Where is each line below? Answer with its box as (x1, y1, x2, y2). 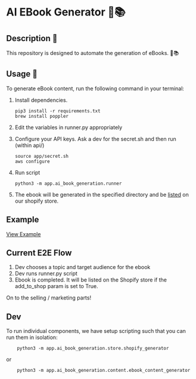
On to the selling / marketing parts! (6, 294, 91, 301)
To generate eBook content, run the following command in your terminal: (6, 85, 185, 92)
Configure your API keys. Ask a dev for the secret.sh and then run (14, 135, 177, 142)
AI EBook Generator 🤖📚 (6, 5, 126, 19)
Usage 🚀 (6, 69, 38, 79)
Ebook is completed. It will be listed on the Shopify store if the (14, 276, 167, 283)
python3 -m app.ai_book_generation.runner (14, 181, 122, 187)
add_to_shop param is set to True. (14, 283, 98, 290)
